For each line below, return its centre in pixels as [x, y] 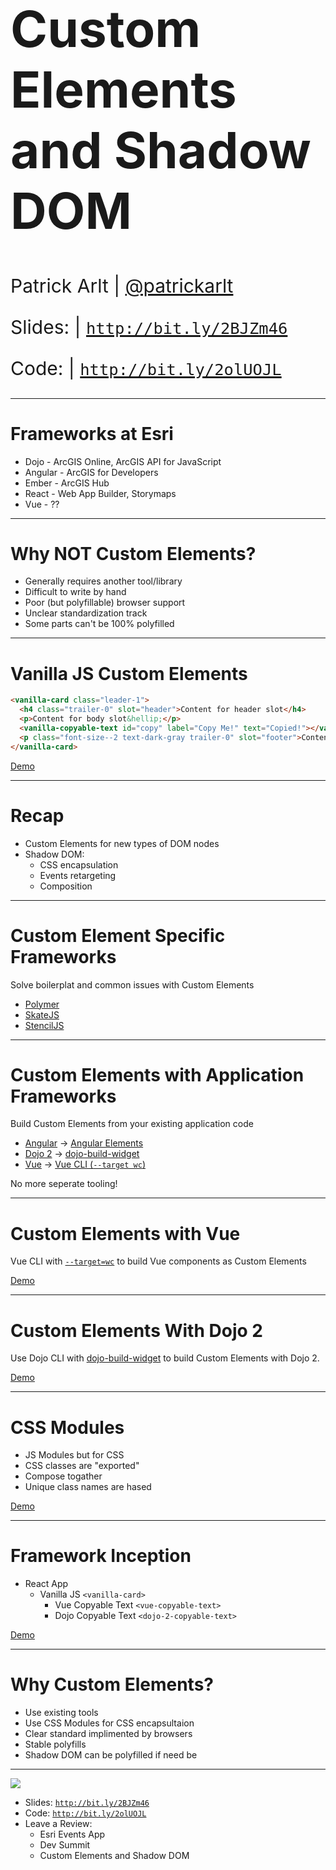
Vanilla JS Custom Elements [129, 673]
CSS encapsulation [79, 864]
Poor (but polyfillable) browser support [105, 603]
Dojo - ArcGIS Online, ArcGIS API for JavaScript [123, 461]
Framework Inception [101, 1556]
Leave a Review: [58, 1824]
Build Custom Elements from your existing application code [132, 1124]
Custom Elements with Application [157, 1074]
